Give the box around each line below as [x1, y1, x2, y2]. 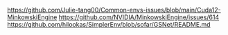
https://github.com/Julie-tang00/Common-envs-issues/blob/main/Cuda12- [7, 6, 221, 14]
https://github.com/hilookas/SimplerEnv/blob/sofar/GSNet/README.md [7, 21, 211, 28]
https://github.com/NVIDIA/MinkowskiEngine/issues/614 [58, 13, 220, 21]
